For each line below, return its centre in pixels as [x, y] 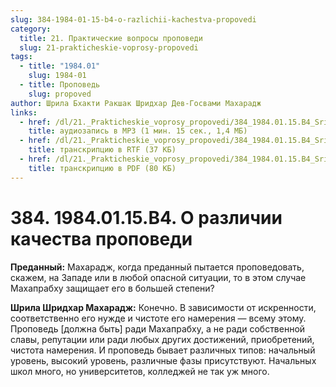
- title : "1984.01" [60, 66]
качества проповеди [101, 238]
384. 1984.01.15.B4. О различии [146, 217]
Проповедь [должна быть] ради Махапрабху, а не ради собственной [158, 328]
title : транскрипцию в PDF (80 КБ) [102, 168]
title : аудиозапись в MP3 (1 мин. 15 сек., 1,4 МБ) [138, 131]
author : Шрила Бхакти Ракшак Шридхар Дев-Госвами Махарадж [136, 103]
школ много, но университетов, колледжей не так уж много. [140, 371]
